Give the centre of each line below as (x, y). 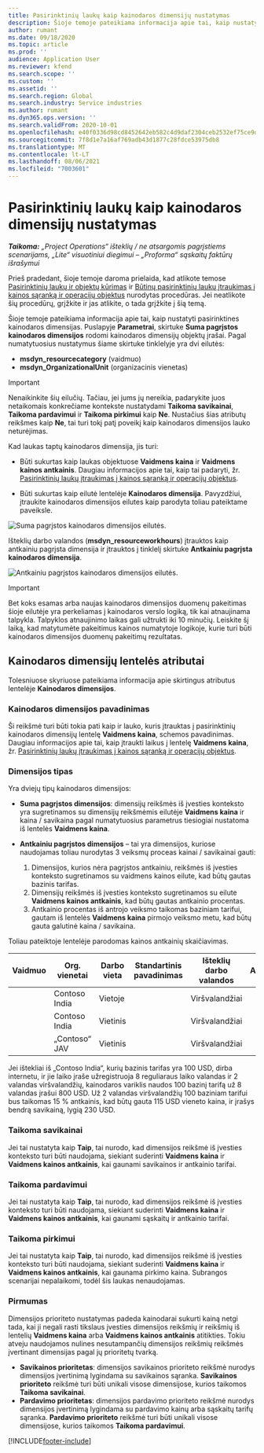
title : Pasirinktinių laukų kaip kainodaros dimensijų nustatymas (119, 15)
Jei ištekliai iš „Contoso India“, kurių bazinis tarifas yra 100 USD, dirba (121, 1068)
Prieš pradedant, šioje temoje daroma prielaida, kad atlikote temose (117, 278)
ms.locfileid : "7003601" (49, 169)
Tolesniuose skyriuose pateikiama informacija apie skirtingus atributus (122, 680)
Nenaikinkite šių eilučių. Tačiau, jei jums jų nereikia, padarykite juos (117, 397)
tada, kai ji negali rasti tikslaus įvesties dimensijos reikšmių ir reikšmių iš (124, 1326)
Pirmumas (28, 1301)
